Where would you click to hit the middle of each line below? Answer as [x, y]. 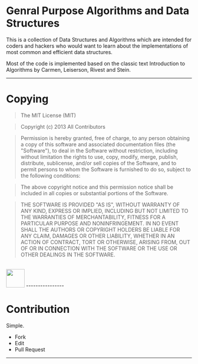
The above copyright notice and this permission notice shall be [97, 187]
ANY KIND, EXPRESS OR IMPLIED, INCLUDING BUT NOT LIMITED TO [104, 211]
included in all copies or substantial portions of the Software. [94, 193]
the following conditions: [50, 175]
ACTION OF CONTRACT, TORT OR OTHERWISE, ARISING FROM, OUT [105, 242]
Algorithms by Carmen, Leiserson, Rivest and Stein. [68, 69]
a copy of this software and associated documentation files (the [98, 144]
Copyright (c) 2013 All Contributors [63, 126]
